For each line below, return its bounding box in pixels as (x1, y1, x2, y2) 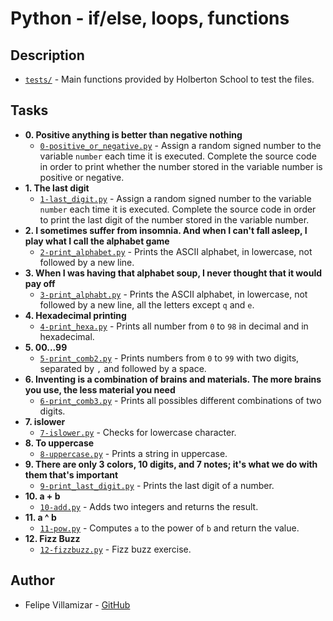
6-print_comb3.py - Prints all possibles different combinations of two (39, 394, 322, 406)
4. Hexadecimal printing (24, 309, 127, 321)
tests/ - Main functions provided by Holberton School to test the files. (24, 73, 315, 85)
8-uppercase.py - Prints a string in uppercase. (39, 447, 228, 459)
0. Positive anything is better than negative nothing (24, 128, 243, 141)
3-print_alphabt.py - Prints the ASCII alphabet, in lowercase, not (39, 288, 308, 300)
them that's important (24, 468, 119, 481)
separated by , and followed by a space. (39, 362, 207, 374)
